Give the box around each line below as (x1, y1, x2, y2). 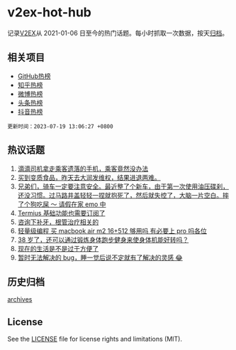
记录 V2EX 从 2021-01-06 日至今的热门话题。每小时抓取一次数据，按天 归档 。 (7, 28, 229, 37)
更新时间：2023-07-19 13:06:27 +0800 (7, 122, 113, 130)
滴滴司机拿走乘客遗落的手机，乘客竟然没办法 (17, 164, 149, 173)
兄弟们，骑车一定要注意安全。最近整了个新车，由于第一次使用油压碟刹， (17, 182, 229, 191)
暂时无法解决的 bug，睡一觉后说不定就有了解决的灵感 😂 (17, 253, 183, 262)
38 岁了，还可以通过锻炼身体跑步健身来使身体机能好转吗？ (17, 235, 189, 244)
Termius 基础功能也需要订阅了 (17, 208, 106, 217)
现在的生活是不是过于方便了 (17, 244, 99, 253)
